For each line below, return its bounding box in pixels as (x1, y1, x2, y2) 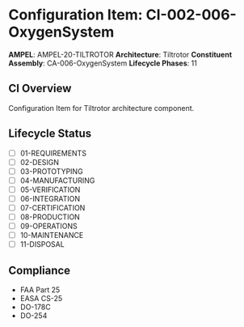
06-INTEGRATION (19, 193, 81, 203)
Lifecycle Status (8, 127, 92, 141)
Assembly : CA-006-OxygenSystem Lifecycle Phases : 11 (8, 58, 198, 68)
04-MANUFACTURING (19, 176, 95, 185)
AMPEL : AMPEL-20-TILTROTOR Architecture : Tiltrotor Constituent (8, 49, 233, 59)
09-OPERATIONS (19, 221, 78, 231)
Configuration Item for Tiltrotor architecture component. (8, 103, 195, 113)
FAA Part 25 (19, 285, 61, 295)
